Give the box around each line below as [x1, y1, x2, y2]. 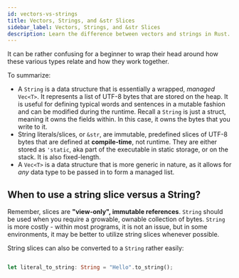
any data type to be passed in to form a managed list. [17, 168, 175, 176]
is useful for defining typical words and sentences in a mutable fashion [17, 100, 225, 109]
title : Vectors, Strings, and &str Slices [7, 17, 135, 24]
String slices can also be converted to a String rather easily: [7, 244, 184, 252]
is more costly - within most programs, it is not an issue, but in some [7, 223, 208, 231]
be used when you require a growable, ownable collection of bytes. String [7, 215, 225, 224]
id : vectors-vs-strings [7, 10, 78, 18]
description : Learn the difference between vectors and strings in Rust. [7, 30, 231, 38]
